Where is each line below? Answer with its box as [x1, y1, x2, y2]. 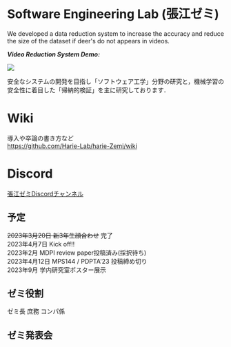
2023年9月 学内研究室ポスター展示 [7, 266, 107, 274]
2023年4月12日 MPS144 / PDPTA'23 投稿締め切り [7, 257, 148, 265]
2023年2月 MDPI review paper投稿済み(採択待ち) [7, 249, 147, 257]
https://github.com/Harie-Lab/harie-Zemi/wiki [7, 142, 138, 150]
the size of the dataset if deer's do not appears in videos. [7, 36, 170, 45]
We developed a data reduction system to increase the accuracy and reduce [7, 29, 224, 38]
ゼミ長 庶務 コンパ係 [7, 307, 66, 315]
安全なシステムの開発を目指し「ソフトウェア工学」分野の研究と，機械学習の [7, 77, 225, 85]
